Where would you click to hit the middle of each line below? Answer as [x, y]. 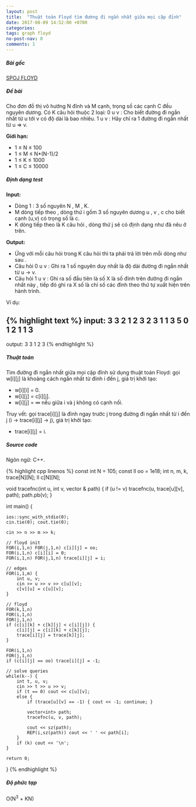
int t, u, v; [32, 681]
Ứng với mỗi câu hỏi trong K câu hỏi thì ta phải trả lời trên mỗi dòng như [101, 254]
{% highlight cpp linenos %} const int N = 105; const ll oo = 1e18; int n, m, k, [97, 471]
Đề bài [14, 91]
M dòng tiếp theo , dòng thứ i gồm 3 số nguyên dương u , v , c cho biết [100, 212]
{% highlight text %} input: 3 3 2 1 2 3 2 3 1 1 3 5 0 [97, 321]
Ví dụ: [13, 302]
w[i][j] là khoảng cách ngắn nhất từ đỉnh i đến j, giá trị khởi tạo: [82, 379]
